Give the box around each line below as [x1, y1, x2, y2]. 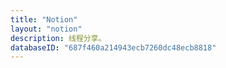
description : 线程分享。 [10, 33, 107, 43]
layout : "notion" [10, 24, 83, 34]
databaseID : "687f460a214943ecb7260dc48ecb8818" [10, 42, 217, 53]
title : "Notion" [10, 14, 78, 25]
